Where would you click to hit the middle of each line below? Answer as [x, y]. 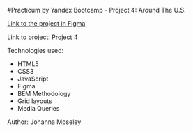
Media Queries [38, 108]
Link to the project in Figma [46, 23]
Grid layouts [34, 101]
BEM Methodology [44, 94]
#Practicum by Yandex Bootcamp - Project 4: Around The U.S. [96, 10]
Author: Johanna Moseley [44, 122]
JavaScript [33, 79]
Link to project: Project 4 [43, 37]
